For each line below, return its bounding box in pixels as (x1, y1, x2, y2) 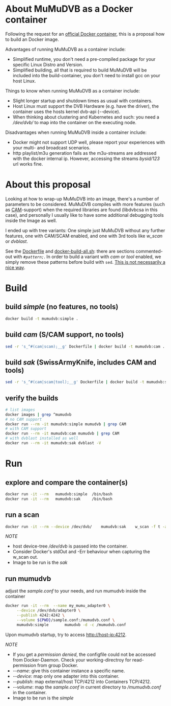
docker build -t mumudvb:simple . (5, 316, 79, 321)
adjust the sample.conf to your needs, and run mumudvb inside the (5, 588, 147, 594)
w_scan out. (12, 554, 38, 560)
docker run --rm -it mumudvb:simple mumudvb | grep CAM (5, 421, 126, 427)
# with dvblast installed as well (5, 436, 79, 441)
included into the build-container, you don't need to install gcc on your (12, 72, 160, 78)
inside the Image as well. (5, 217, 58, 223)
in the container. (12, 689, 47, 695)
